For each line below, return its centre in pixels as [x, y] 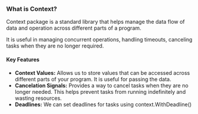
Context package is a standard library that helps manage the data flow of [96, 22]
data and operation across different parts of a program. [74, 28]
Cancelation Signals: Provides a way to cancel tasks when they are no [101, 85]
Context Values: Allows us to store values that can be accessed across [102, 72]
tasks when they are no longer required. [55, 46]
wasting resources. [38, 98]
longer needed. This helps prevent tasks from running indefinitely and [100, 91]
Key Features [23, 59]
